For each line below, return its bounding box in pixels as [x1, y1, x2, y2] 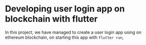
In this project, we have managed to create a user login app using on [5, 29, 142, 35]
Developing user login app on [5, 3, 125, 14]
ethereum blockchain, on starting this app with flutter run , [5, 34, 124, 40]
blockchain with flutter [5, 13, 98, 24]
